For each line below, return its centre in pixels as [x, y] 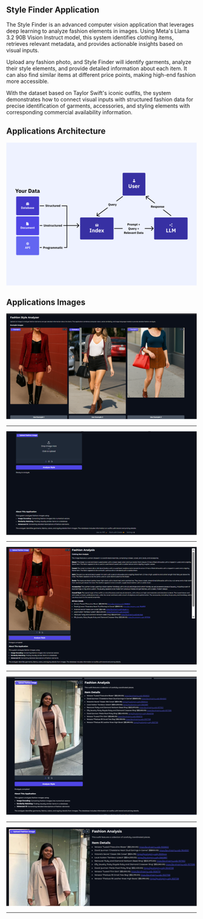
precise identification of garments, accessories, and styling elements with [98, 106]
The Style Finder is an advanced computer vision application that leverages [100, 24]
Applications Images [46, 303]
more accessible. [28, 81]
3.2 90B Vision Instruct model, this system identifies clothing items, [90, 37]
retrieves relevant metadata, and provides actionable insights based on [95, 44]
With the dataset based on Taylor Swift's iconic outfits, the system [89, 93]
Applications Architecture [56, 132]
